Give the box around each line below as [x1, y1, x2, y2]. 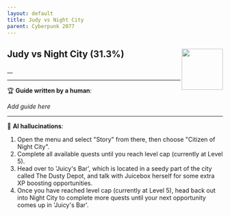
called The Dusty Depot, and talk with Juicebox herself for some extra [16, 172, 215, 180]
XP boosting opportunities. [16, 179, 93, 187]
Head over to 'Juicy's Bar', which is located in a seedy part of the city [16, 165, 212, 173]
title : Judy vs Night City [7, 16, 84, 23]
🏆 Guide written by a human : [7, 86, 92, 95]
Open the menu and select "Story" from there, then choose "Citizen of [16, 135, 216, 144]
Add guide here [7, 102, 51, 110]
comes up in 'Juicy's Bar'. [16, 201, 89, 209]
